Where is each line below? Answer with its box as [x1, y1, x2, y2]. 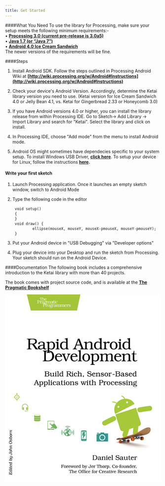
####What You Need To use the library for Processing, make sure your [5, 22, 150, 28]
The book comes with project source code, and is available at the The [5, 279, 147, 285]
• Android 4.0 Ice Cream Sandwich [5, 43, 78, 49]
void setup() [14, 206, 41, 211]
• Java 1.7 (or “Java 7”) [5, 38, 53, 44]
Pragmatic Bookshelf [5, 284, 49, 290]
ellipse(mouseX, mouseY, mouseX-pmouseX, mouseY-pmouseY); [32, 226, 157, 231]
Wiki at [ [12, 73, 30, 79]
